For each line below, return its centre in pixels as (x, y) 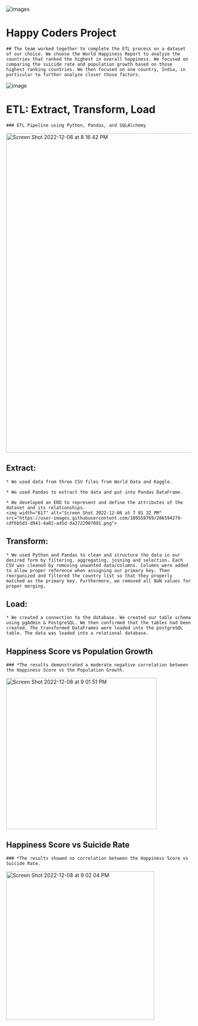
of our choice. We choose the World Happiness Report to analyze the (93, 54)
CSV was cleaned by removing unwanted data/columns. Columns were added (97, 565)
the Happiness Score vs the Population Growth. (66, 670)
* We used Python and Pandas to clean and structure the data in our (93, 555)
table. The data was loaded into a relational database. (77, 633)
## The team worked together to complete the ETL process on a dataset (96, 49)
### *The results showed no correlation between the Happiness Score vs (97, 858)
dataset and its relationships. (46, 508)
